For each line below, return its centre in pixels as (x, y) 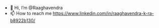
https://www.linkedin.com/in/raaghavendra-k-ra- (103, 13)
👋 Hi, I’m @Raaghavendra (36, 8)
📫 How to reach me (31, 13)
